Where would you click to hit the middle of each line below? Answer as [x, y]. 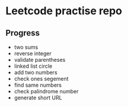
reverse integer [33, 53]
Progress [23, 33]
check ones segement [41, 79]
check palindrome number [46, 91]
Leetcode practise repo [64, 11]
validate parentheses [40, 60]
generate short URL [38, 97]
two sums [26, 47]
